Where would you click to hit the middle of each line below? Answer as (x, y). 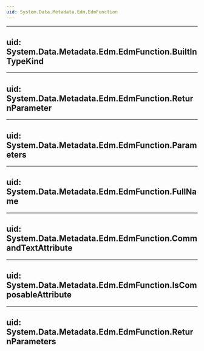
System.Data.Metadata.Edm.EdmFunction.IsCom (102, 286)
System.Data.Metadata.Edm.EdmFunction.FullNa (102, 192)
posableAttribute (39, 295)
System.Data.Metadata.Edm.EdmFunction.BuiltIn (102, 52)
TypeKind (25, 61)
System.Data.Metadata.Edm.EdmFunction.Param (102, 145)
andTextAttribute (39, 248)
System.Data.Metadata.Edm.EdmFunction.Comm (102, 239)
